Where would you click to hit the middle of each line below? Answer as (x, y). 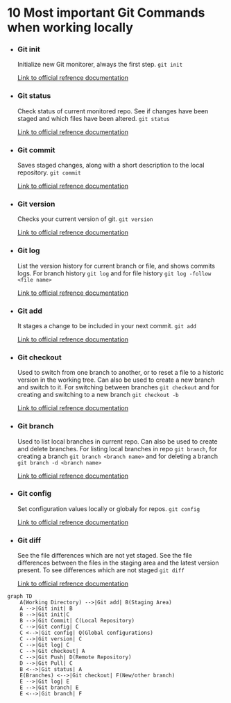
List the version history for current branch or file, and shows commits (116, 266)
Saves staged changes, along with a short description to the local (111, 165)
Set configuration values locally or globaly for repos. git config (108, 508)
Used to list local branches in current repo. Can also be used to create (117, 441)
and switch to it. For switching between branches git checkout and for (118, 387)
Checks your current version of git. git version (85, 219)
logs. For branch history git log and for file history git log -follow (114, 273)
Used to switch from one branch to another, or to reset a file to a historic (120, 373)
